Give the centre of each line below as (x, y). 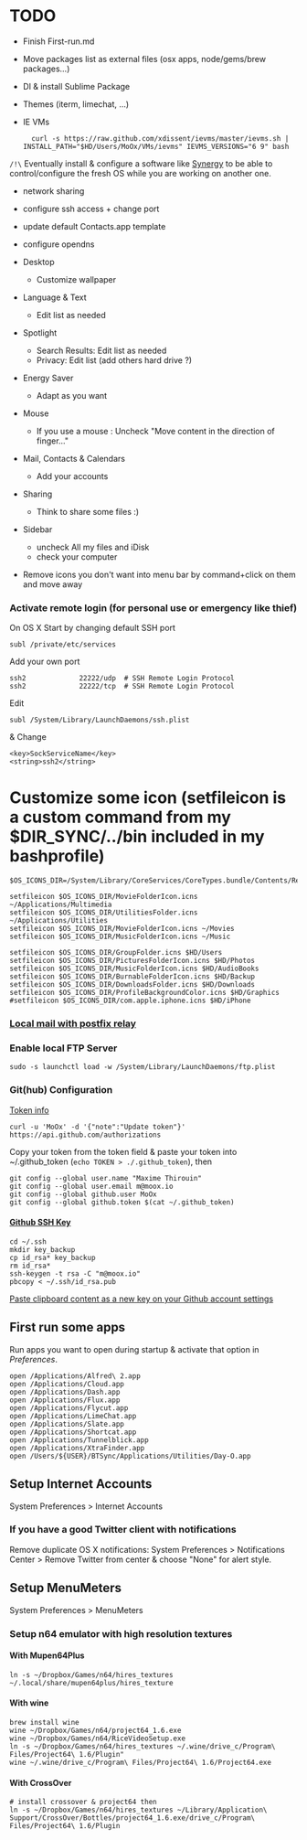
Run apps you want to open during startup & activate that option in (134, 1349)
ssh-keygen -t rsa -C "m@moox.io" (75, 1273)
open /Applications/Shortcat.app (73, 1432)
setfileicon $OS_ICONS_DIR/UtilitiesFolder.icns (104, 913)
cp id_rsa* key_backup (53, 1257)
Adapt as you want (72, 395)
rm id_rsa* (30, 1266)
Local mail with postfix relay (73, 1023)
